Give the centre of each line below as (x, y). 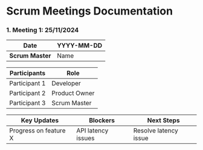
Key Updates (40, 120)
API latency (92, 131)
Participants (27, 73)
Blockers (102, 120)
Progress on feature (37, 131)
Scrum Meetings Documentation (90, 11)
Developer (66, 83)
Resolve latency (156, 131)
